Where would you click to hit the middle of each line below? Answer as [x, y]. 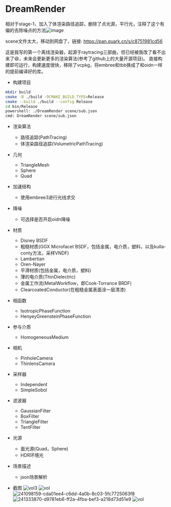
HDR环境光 [32, 455]
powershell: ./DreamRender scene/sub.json [51, 111]
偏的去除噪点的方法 [26, 30]
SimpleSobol [34, 390]
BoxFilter [30, 417]
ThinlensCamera [38, 364]
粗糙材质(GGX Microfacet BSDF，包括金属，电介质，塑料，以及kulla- [93, 247]
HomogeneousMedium [45, 337]
